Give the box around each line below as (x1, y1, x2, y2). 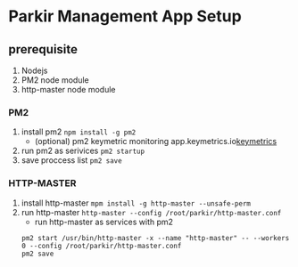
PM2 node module (21, 75, 90, 85)
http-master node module (21, 85, 116, 94)
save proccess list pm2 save (21, 155, 122, 166)
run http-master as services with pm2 (34, 216, 174, 227)
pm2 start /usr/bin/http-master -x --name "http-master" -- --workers (21, 233, 290, 242)
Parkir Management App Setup (8, 6, 242, 27)
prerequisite (8, 42, 78, 57)
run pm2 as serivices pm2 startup (21, 145, 145, 157)
